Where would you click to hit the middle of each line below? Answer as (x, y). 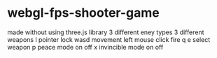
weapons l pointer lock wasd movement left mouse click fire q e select (109, 39)
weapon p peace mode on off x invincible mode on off (85, 47)
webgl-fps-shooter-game (83, 13)
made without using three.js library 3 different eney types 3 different (106, 32)
